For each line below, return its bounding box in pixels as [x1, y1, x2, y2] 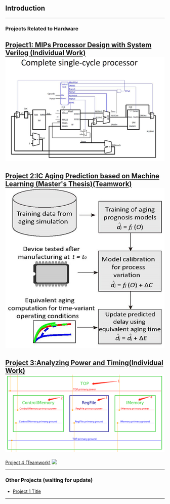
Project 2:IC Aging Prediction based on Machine [5, 172, 160, 180]
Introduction [5, 4, 46, 13]
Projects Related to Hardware [5, 25, 78, 32]
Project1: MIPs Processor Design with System [5, 41, 152, 50]
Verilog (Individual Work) [5, 49, 86, 57]
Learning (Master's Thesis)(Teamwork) [5, 179, 132, 188]
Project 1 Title [12, 488, 41, 494]
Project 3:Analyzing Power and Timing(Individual [5, 359, 163, 367]
